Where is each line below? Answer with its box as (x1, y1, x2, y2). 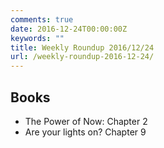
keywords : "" (10, 33, 65, 43)
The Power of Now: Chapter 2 (24, 115, 148, 127)
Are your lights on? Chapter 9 (24, 126, 147, 138)
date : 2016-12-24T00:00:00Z (10, 24, 128, 34)
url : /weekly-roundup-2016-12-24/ (10, 52, 155, 62)
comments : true (10, 14, 74, 25)
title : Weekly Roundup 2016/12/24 (10, 42, 155, 53)
